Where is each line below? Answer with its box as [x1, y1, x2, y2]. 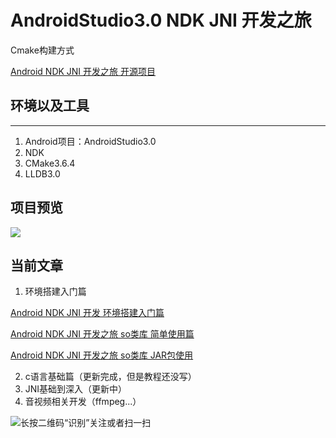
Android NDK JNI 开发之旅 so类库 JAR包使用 [10, 349, 194, 361]
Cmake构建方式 [10, 44, 75, 56]
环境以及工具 [10, 97, 90, 115]
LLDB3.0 [24, 167, 61, 180]
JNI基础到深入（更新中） [24, 383, 128, 395]
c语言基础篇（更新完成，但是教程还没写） [24, 371, 197, 383]
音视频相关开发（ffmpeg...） [24, 396, 142, 408]
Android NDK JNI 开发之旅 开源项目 [10, 65, 157, 77]
